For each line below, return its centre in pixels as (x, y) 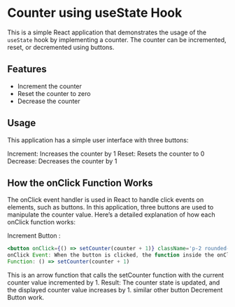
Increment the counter (50, 86)
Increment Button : (34, 236)
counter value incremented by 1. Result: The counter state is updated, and (114, 282)
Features (27, 69)
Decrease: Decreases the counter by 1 (62, 161)
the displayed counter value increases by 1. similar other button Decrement (115, 290)
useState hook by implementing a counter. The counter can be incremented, (117, 39)
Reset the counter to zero (54, 93)
